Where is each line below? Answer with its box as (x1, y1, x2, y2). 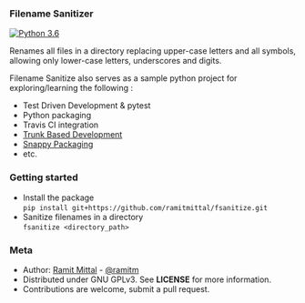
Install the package (22, 192, 95, 203)
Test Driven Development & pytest (22, 100, 151, 111)
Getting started (9, 171, 79, 184)
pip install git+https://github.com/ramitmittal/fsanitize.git (22, 203, 269, 212)
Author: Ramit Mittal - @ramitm (22, 264, 139, 275)
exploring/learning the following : (9, 83, 134, 94)
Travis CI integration (22, 119, 99, 130)
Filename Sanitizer (9, 7, 94, 20)
